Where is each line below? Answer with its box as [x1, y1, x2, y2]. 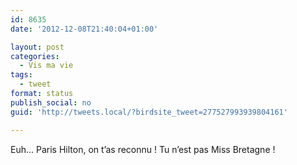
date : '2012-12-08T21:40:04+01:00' [10, 24, 159, 34]
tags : [10, 70, 33, 80]
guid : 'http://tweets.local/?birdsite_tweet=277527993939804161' [10, 107, 288, 117]
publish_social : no [10, 97, 92, 108]
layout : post [10, 42, 65, 52]
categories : [10, 51, 60, 61]
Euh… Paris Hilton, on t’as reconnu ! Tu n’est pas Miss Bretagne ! [10, 143, 276, 155]
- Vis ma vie [19, 61, 74, 71]
